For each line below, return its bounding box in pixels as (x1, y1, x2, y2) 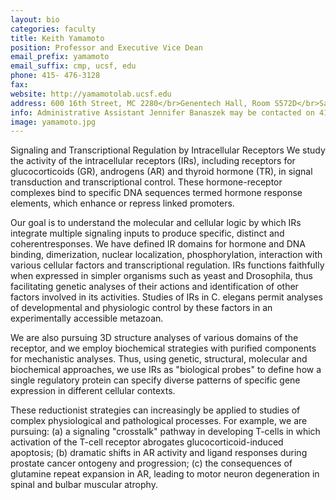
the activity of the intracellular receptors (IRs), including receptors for (10, 155, 296, 167)
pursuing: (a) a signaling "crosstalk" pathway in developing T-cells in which (10, 426, 321, 438)
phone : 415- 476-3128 (10, 71, 101, 81)
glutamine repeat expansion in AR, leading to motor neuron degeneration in (10, 468, 320, 480)
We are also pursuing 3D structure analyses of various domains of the (10, 332, 299, 344)
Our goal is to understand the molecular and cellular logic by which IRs (10, 217, 302, 229)
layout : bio (10, 14, 60, 25)
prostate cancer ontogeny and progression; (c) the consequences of (10, 457, 293, 470)
